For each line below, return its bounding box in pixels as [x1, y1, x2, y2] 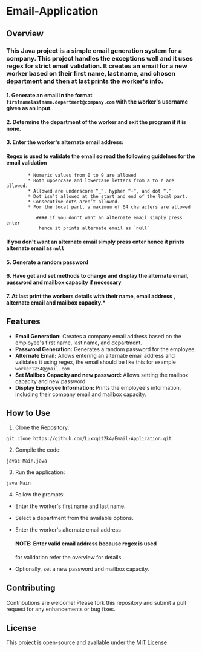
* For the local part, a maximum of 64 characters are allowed [28, 204, 191, 210]
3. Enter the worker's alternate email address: [6, 139, 124, 146]
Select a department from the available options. [15, 515, 134, 522]
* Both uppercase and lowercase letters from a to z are [28, 177, 174, 184]
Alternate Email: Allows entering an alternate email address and [15, 352, 175, 359]
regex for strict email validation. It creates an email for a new [6, 62, 187, 70]
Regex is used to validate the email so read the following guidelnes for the [6, 153, 195, 160]
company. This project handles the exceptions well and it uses [6, 54, 194, 62]
